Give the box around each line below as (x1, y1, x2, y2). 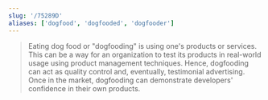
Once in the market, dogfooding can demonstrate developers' (27, 75, 233, 85)
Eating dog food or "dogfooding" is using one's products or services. (27, 41, 258, 50)
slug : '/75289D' (8, 11, 63, 20)
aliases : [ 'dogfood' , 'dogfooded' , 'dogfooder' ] (8, 19, 175, 27)
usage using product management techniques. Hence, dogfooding (27, 58, 249, 68)
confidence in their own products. (27, 83, 141, 93)
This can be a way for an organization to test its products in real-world (27, 50, 262, 59)
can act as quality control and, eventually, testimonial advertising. (27, 66, 245, 76)
